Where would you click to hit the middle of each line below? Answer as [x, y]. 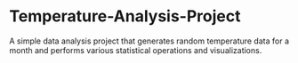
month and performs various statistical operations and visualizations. [136, 50]
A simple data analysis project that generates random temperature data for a [149, 41]
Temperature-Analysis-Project [125, 16]
